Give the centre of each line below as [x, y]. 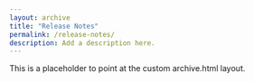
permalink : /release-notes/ [62, 34]
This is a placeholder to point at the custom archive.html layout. [127, 68]
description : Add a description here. [82, 43]
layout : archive [40, 18]
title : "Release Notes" [54, 26]
